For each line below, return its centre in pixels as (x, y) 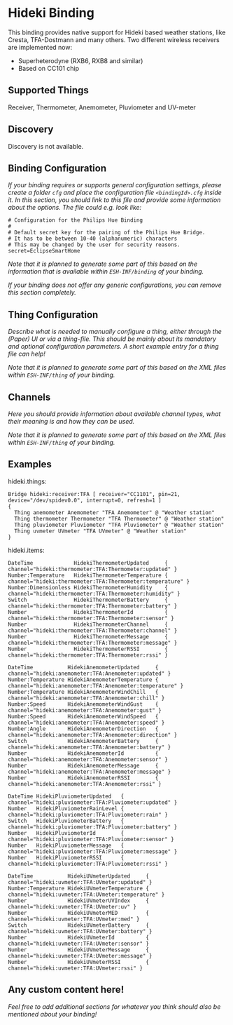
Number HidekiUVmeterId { (79, 937)
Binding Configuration (57, 168)
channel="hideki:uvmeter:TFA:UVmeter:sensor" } (79, 944)
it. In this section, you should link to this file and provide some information (114, 200)
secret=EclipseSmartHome (44, 251)
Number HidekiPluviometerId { (66, 833)
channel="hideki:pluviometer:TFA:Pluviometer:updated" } (93, 802)
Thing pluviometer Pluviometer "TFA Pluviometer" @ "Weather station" (119, 525)
